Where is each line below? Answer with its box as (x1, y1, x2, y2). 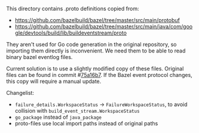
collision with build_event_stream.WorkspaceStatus (14, 107, 140, 114)
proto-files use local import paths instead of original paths (14, 120, 158, 127)
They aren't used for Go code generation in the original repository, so (6, 41, 177, 48)
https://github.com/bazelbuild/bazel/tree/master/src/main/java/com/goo (14, 23, 193, 30)
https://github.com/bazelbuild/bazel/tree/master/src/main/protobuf (14, 17, 180, 23)
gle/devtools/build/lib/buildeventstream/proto (14, 29, 127, 36)
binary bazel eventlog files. (6, 54, 73, 60)
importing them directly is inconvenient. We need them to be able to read (6, 47, 186, 54)
